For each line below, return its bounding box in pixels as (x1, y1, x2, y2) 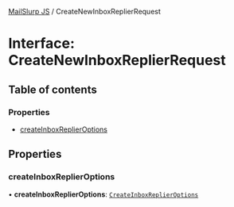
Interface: (8, 35, 76, 52)
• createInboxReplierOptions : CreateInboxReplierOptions (8, 190, 199, 199)
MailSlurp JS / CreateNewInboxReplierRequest (8, 7, 162, 16)
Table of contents (8, 82, 97, 96)
